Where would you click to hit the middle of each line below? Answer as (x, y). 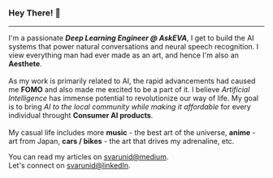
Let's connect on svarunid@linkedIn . (69, 166)
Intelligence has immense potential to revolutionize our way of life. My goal (133, 98)
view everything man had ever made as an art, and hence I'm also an (124, 55)
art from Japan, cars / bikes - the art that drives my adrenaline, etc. (121, 142)
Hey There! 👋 (35, 13)
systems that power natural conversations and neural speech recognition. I (134, 47)
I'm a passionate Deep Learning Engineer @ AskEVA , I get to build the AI (131, 38)
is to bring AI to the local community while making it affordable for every (130, 107)
